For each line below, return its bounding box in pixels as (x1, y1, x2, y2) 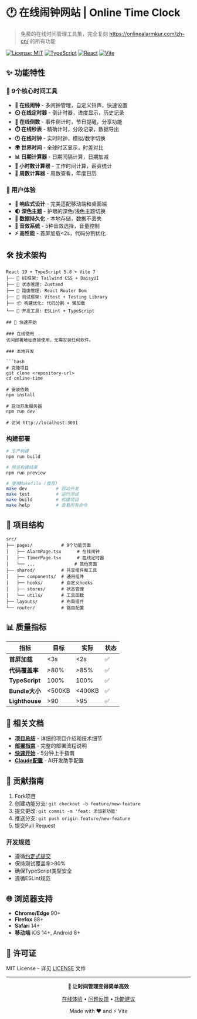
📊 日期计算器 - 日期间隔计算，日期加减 (14, 153, 109, 160)
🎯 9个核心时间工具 (6, 87, 57, 95)
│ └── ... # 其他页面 (6, 561, 98, 567)
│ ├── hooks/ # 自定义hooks (6, 580, 93, 586)
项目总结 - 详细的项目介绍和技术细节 (14, 735, 103, 742)
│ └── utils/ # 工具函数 (6, 592, 84, 598)
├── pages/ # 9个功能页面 (6, 542, 91, 548)
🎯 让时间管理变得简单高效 (67, 983, 130, 990)
